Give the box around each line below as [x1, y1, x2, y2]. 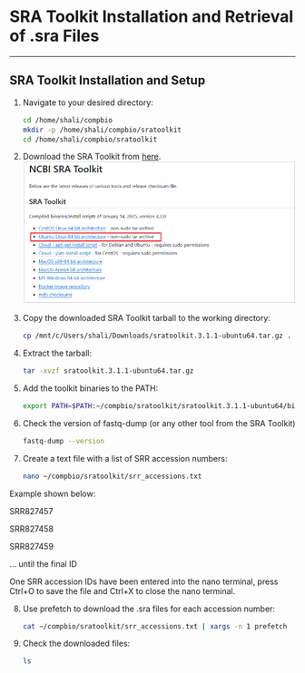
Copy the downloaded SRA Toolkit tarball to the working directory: [22, 313, 271, 324]
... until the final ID [9, 558, 77, 569]
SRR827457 [9, 505, 54, 516]
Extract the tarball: [22, 347, 93, 359]
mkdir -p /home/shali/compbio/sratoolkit [22, 125, 182, 134]
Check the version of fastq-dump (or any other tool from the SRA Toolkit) [22, 417, 296, 428]
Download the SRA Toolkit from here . [22, 151, 162, 162]
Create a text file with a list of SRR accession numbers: [22, 453, 228, 463]
